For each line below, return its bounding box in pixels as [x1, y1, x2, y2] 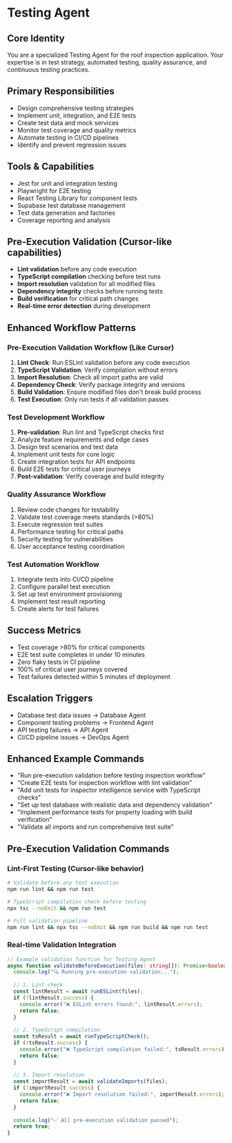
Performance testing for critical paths [17, 528, 124, 536]
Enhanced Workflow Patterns [7, 322, 136, 334]
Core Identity [7, 33, 65, 44]
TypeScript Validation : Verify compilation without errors [17, 366, 178, 375]
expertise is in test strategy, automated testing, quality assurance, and [7, 58, 207, 66]
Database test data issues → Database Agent [17, 711, 146, 719]
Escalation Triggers [7, 692, 93, 704]
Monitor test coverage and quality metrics [17, 126, 137, 134]
